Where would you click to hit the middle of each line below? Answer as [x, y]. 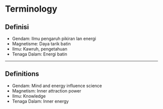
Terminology [31, 9]
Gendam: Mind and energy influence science [57, 86]
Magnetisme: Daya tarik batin [41, 44]
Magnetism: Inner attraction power [47, 91]
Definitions [22, 74]
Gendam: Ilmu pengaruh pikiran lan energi [54, 38]
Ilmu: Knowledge [29, 96]
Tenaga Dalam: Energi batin [40, 54]
